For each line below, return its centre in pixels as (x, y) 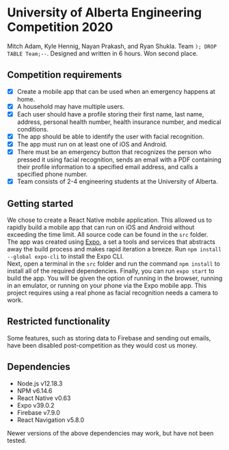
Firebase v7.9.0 (38, 412)
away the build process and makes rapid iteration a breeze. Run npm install (114, 249)
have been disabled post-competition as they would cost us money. (103, 345)
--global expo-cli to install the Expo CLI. (66, 256)
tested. (17, 440)
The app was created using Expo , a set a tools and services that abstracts (111, 242)
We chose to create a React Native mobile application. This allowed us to (109, 220)
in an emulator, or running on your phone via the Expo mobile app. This (107, 285)
